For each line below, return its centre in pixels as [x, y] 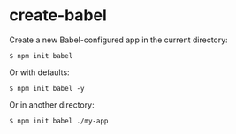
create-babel [58, 15]
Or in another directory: [52, 104]
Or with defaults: [39, 72]
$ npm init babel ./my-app [59, 121]
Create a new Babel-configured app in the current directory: [118, 40]
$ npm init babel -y [47, 88]
